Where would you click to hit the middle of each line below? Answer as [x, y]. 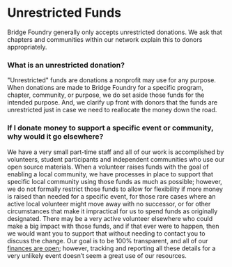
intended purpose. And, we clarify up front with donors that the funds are [113, 102]
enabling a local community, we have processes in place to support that [110, 174]
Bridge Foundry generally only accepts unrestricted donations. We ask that [115, 32]
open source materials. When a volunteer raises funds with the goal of [108, 167]
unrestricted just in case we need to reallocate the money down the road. [112, 110]
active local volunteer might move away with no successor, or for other [109, 204]
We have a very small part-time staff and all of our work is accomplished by [116, 152]
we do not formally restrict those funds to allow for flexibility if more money [115, 189]
